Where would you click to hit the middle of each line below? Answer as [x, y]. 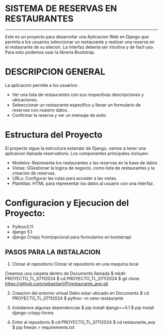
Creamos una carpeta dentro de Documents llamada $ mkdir [65, 273]
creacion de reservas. [34, 173]
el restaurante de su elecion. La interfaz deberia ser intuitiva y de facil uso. [80, 47]
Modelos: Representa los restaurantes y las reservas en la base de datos [85, 162]
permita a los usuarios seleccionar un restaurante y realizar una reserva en [80, 42]
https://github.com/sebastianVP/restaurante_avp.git [57, 284]
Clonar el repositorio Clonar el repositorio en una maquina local [75, 264]
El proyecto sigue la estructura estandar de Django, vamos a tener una [75, 148]
